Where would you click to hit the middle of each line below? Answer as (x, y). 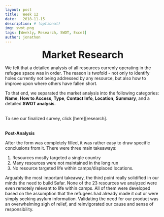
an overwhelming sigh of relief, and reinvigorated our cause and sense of (79, 204)
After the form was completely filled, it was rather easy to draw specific (78, 143)
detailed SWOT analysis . (30, 103)
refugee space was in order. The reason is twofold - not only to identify (77, 73)
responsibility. (19, 209)
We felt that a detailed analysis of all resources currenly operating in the (78, 68)
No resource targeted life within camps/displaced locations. (73, 168)
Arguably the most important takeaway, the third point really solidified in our (82, 177)
